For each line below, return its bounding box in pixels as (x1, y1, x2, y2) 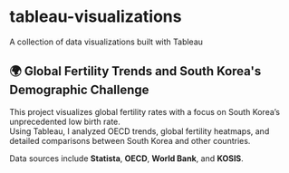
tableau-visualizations (9, 6, 182, 27)
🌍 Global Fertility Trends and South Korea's (9, 63, 262, 79)
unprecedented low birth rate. (9, 116, 120, 127)
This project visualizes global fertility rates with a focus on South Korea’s (9, 106, 281, 117)
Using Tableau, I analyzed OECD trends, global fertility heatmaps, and (9, 125, 270, 137)
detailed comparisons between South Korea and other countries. (9, 135, 251, 146)
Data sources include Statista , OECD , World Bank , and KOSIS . (9, 152, 245, 164)
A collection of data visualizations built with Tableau (9, 36, 204, 47)
